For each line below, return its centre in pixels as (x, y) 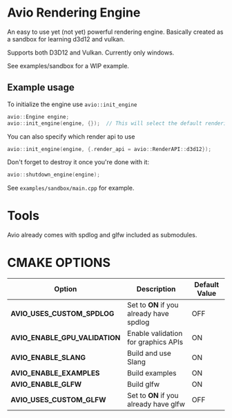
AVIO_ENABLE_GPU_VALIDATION (66, 338)
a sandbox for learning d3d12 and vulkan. (66, 39)
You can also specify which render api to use (71, 137)
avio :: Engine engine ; (38, 117)
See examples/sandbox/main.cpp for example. (71, 188)
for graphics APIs (155, 342)
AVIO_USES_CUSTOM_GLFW (58, 400)
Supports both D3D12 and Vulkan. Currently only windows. (91, 52)
